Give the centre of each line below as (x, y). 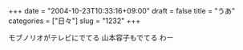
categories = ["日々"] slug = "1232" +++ (75, 21)
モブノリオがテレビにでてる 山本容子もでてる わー (91, 38)
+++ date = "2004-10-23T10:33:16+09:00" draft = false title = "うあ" (122, 11)
